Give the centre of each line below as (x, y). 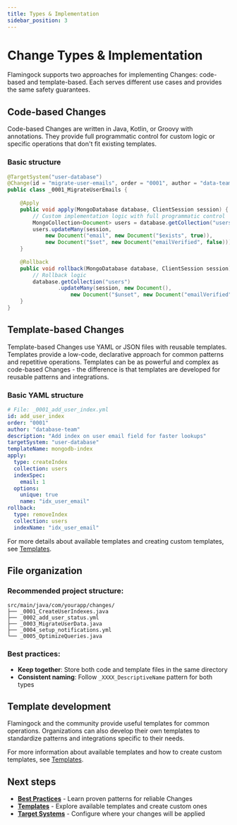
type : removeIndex (41, 515)
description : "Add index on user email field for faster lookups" (107, 436)
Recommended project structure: (66, 591)
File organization (45, 571)
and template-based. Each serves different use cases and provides (124, 82)
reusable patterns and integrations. (58, 377)
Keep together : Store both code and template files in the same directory (122, 669)
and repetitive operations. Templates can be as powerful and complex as (113, 362)
